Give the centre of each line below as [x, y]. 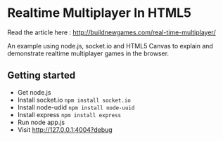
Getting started [42, 75]
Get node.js [34, 92]
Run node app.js [41, 122]
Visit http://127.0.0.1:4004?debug [65, 129]
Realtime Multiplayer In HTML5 [100, 13]
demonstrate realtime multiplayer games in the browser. [88, 53]
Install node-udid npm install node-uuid [76, 107]
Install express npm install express [69, 114]
